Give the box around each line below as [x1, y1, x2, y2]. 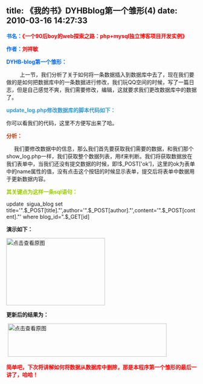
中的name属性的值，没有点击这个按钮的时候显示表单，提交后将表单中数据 [6, 168, 190, 175]
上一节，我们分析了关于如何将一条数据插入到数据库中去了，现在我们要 [19, 71, 195, 78]
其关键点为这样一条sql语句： [6, 188, 78, 195]
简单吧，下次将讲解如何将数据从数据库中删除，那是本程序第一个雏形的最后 [6, 363, 192, 371]
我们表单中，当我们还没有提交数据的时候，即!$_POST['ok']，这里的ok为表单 [6, 160, 195, 168]
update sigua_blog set [6, 200, 63, 207]
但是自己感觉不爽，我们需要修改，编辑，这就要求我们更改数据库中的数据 [16, 86, 197, 93]
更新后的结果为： [6, 311, 49, 318]
